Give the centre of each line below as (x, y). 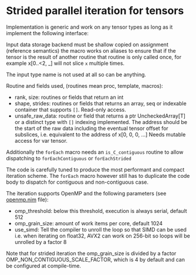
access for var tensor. (41, 140)
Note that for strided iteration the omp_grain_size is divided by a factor (91, 253)
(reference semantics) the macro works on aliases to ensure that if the (91, 50)
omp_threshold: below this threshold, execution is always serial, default (101, 211)
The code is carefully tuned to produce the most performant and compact (95, 169)
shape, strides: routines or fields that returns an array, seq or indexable (100, 103)
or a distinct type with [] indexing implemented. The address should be (101, 122)
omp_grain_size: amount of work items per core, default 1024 (89, 223)
